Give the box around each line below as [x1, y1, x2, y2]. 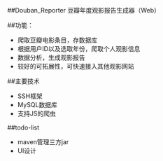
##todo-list [7, 123, 40, 132]
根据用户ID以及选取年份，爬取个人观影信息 [17, 45, 141, 52]
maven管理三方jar [17, 138, 69, 146]
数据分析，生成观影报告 [17, 53, 85, 62]
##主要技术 [7, 77, 40, 85]
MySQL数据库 [17, 101, 57, 108]
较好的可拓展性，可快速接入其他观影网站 [17, 62, 134, 70]
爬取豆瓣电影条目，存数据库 [17, 36, 98, 44]
